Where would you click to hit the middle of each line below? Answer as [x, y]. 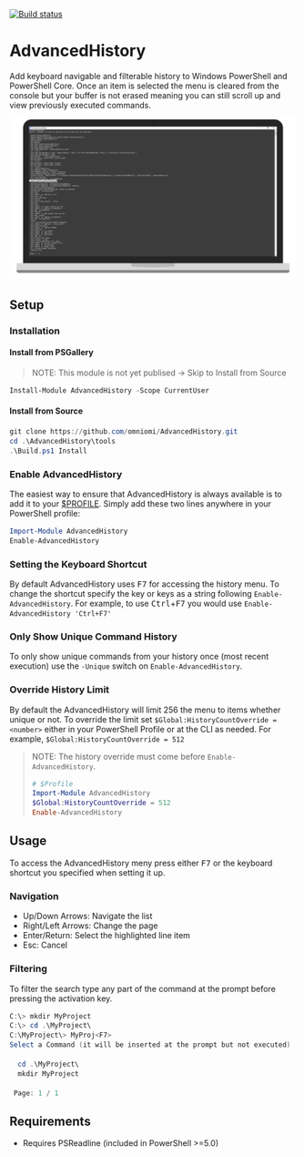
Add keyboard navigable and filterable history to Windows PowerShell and [149, 76]
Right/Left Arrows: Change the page [90, 926]
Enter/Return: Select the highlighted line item [106, 936]
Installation [35, 331]
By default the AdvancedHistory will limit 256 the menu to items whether [145, 710]
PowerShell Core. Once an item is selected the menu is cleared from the [144, 86]
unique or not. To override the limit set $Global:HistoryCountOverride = [143, 719]
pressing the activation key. [61, 998]
